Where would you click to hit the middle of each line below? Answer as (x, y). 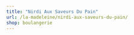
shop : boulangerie (29, 23)
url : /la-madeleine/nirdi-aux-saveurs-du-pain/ (67, 17)
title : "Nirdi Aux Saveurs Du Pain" (52, 12)
